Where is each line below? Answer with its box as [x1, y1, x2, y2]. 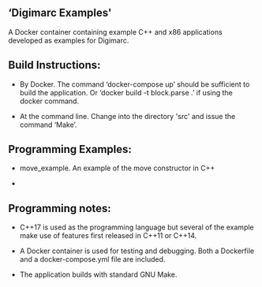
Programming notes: [8, 201, 112, 215]
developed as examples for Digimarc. [8, 35, 129, 45]
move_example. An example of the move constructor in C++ [19, 163, 215, 173]
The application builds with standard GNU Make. [19, 270, 178, 279]
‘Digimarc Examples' [8, 6, 112, 20]
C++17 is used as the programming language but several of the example [19, 222, 254, 232]
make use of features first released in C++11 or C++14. [19, 231, 197, 240]
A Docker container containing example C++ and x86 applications [8, 27, 223, 36]
